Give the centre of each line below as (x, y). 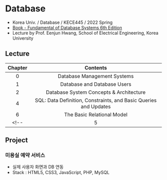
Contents (96, 67)
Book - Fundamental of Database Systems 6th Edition (67, 27)
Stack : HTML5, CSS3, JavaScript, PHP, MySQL (61, 173)
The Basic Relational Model (96, 115)
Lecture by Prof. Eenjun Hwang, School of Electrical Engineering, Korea (85, 33)
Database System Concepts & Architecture (96, 92)
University (23, 38)
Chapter (17, 67)
